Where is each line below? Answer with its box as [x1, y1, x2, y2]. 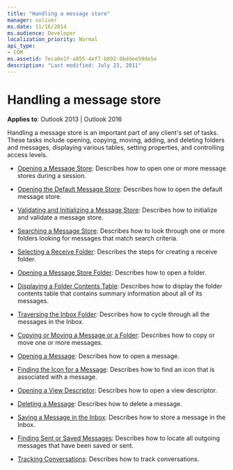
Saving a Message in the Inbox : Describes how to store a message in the [17, 413, 226, 421]
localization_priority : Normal [7, 36, 98, 43]
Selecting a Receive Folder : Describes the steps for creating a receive [17, 248, 218, 256]
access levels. [7, 150, 48, 159]
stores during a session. [17, 171, 87, 179]
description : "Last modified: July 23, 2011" [7, 62, 141, 69]
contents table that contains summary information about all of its [17, 289, 203, 298]
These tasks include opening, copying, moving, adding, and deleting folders [7, 136, 225, 144]
